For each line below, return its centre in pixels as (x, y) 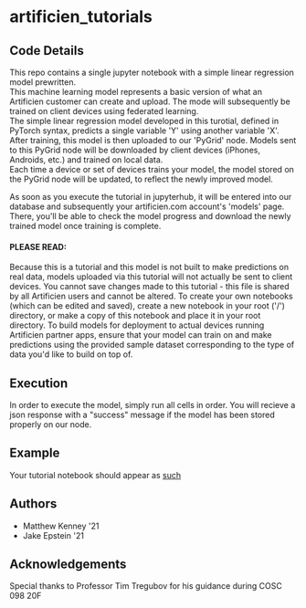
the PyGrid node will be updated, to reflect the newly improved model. (142, 179)
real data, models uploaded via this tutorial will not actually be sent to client (151, 277)
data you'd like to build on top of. (71, 354)
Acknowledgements (68, 565)
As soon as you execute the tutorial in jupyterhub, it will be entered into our (151, 197)
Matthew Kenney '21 (61, 526)
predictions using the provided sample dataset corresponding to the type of (152, 345)
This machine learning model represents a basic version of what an (136, 92)
